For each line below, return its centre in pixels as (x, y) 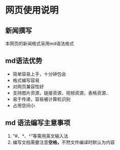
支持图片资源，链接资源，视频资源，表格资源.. (61, 93)
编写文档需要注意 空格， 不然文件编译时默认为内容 (64, 142)
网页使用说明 (32, 10)
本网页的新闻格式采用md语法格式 (40, 44)
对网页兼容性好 (28, 87)
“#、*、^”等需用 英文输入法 (40, 136)
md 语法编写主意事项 (38, 123)
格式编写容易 (26, 80)
